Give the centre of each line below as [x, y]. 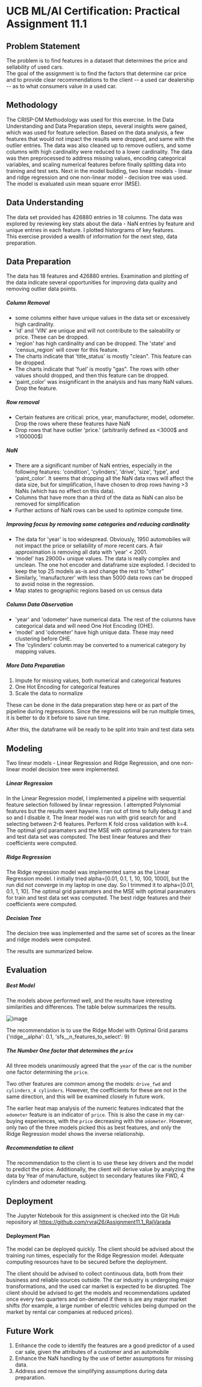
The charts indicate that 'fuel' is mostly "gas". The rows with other [97, 369]
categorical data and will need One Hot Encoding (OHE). [84, 626]
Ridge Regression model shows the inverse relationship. [76, 1134]
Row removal [23, 402]
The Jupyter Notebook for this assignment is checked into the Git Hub [93, 1216]
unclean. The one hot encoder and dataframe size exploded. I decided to [105, 565]
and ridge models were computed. [49, 939]
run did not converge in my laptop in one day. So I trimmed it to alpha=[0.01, [100, 885]
